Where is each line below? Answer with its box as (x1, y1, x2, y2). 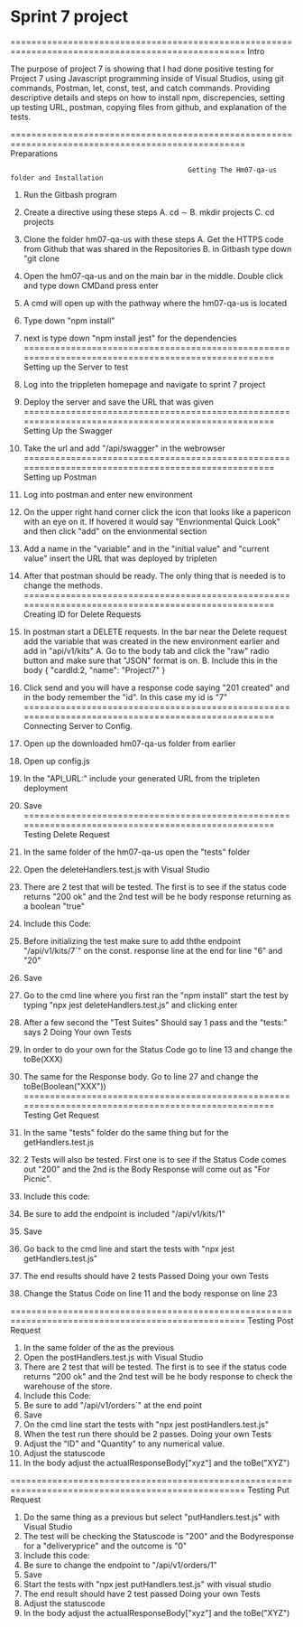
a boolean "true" (23, 901, 85, 912)
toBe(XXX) (23, 1053, 63, 1064)
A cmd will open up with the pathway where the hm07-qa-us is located (23, 297, 288, 308)
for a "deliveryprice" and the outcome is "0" (23, 1540, 188, 1551)
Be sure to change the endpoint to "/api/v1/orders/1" (23, 1559, 217, 1570)
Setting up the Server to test (23, 361, 129, 372)
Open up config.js (23, 755, 90, 766)
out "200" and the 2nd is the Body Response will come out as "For (23, 1164, 271, 1174)
